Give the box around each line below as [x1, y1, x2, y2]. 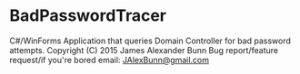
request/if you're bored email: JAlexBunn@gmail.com [9, 54, 210, 65]
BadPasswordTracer [9, 5, 166, 26]
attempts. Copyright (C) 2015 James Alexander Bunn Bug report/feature [9, 44, 279, 55]
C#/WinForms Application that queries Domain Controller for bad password [9, 35, 291, 46]
